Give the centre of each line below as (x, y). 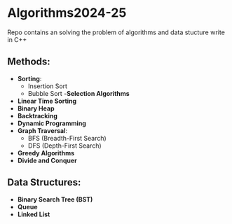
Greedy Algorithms (46, 153)
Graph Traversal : (42, 130)
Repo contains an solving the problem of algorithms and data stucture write (116, 32)
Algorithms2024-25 (67, 13)
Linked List (34, 214)
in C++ (17, 39)
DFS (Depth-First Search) (64, 146)
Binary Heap (36, 108)
